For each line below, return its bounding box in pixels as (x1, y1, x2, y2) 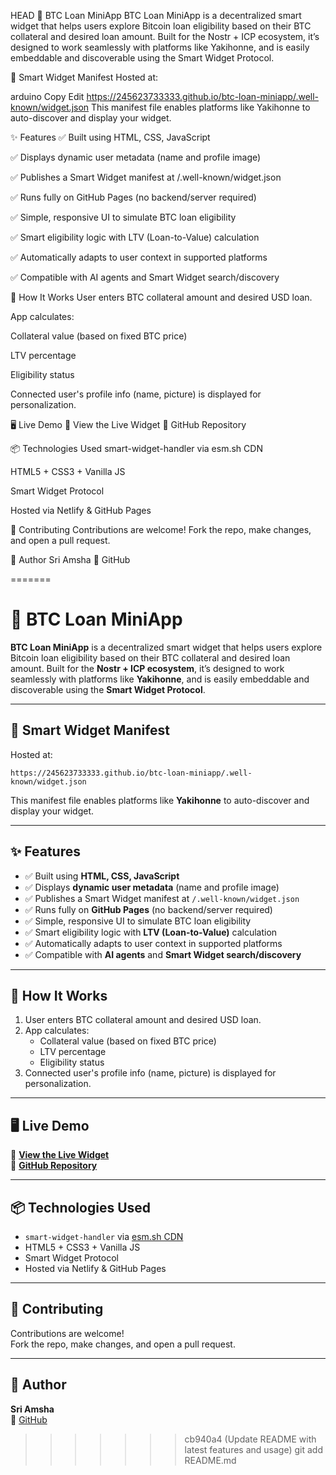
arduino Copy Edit (10, 91, 85, 102)
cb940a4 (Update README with (184, 1433, 317, 1445)
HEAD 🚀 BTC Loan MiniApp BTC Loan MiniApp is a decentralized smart (10, 10, 302, 21)
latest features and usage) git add (184, 1443, 323, 1455)
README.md (184, 1454, 237, 1466)
